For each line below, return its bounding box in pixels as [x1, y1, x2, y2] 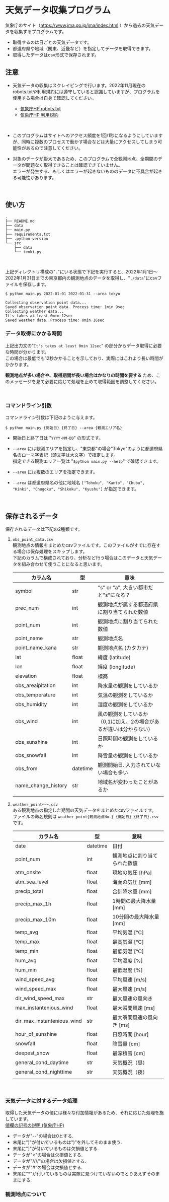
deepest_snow [15, 1049, 50, 1056]
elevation [15, 672, 37, 679]
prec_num [15, 604, 39, 611]
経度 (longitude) [98, 663, 136, 670]
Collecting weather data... [5, 309, 64, 314]
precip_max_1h [15, 900, 52, 907]
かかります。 [5, 361, 32, 368]
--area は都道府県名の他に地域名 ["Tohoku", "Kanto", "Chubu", [12, 479, 145, 486]
